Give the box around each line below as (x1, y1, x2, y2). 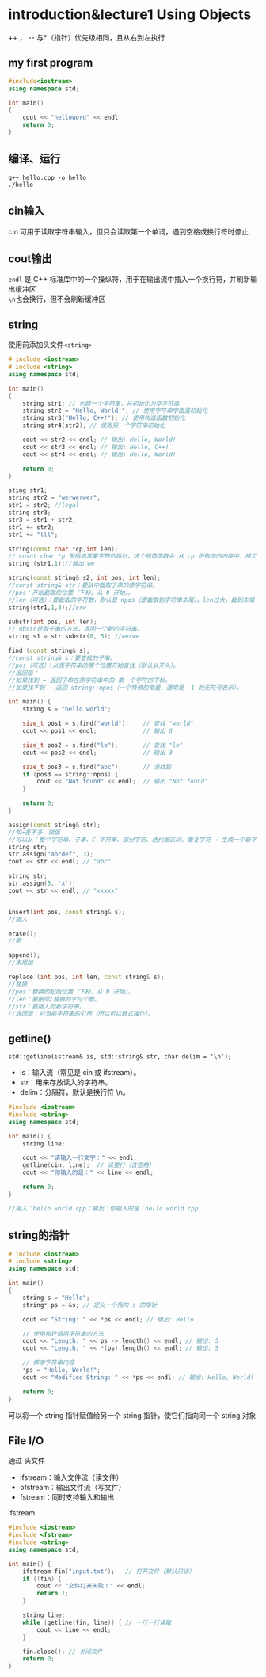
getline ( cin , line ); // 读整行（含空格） (22, 1161, 155, 1169)
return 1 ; (36, 1590, 69, 1598)
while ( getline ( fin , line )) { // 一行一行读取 (22, 1618, 172, 1626)
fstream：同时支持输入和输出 (19, 1492, 115, 1502)
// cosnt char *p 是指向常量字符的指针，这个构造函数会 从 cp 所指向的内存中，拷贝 (8, 552, 257, 560)
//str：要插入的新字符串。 (8, 1002, 85, 1011)
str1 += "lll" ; (8, 531, 59, 539)
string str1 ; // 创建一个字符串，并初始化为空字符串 (22, 399, 180, 407)
